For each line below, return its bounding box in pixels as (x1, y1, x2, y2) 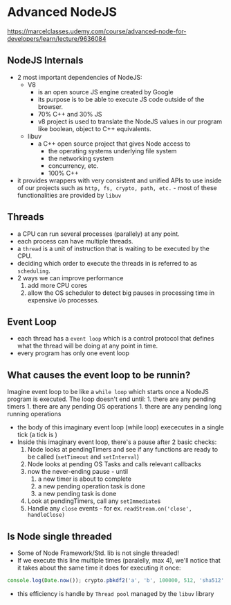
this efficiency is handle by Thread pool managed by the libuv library (17, 589, 214, 597)
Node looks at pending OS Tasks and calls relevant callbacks (27, 460, 202, 468)
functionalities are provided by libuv (17, 191, 122, 199)
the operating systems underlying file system (48, 146, 177, 155)
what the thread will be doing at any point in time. (17, 341, 158, 350)
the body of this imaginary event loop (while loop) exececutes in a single (17, 423, 224, 432)
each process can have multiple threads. (17, 237, 133, 245)
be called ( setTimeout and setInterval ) (27, 452, 140, 461)
